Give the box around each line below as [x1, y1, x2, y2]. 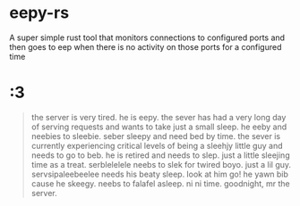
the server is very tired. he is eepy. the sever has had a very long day [30, 111, 287, 122]
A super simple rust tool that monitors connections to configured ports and [9, 32, 285, 43]
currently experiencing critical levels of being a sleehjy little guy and [30, 140, 283, 151]
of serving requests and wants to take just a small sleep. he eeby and [30, 121, 287, 132]
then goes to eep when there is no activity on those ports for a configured [9, 41, 282, 52]
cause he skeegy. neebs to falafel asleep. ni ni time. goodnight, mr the [30, 177, 291, 189]
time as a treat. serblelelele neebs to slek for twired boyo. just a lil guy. [30, 159, 292, 169]
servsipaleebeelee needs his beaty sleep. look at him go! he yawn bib [30, 169, 289, 179]
